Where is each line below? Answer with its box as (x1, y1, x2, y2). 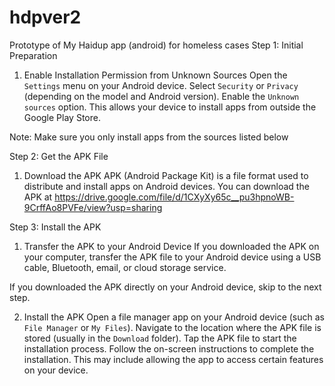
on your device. (23, 364, 89, 376)
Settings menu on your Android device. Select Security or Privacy (23, 79, 299, 91)
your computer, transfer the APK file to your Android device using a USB (23, 251, 322, 263)
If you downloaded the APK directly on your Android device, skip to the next (9, 281, 322, 293)
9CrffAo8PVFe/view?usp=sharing (23, 201, 163, 213)
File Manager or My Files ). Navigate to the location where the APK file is (23, 321, 322, 333)
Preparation (9, 49, 58, 61)
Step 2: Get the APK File (9, 150, 109, 162)
